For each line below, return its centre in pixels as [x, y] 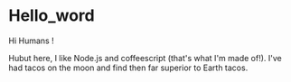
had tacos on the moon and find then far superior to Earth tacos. [128, 68]
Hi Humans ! [32, 41]
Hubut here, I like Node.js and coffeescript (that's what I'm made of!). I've [145, 58]
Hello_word [52, 16]
